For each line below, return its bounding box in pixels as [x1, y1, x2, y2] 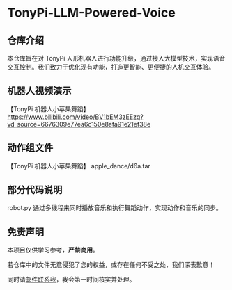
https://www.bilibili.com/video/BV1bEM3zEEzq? [7, 113, 144, 121]
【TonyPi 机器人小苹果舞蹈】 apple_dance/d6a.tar [7, 161, 151, 170]
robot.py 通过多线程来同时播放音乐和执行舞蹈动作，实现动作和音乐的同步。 [7, 204, 223, 212]
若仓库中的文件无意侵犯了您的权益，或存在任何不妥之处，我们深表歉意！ [7, 261, 215, 269]
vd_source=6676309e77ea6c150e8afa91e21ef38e [7, 120, 151, 128]
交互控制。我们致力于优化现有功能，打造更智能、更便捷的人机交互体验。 [7, 63, 215, 71]
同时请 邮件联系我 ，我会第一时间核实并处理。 [7, 275, 136, 284]
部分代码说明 [7, 184, 63, 196]
